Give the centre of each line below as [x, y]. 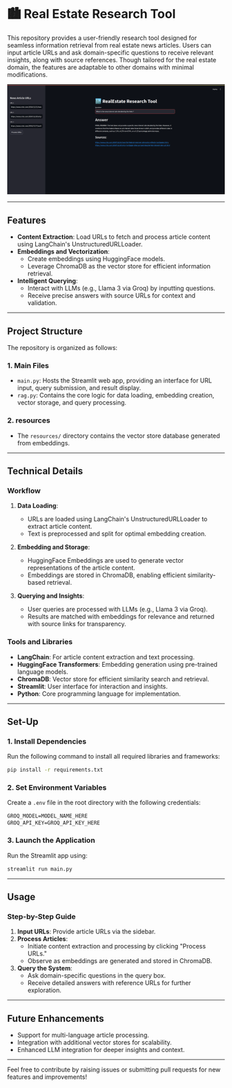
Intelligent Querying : [47, 281]
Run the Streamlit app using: [47, 855]
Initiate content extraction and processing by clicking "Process [116, 946]
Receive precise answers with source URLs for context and [111, 295]
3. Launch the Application [51, 840]
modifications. [28, 75]
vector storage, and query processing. [71, 402]
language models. [42, 672]
